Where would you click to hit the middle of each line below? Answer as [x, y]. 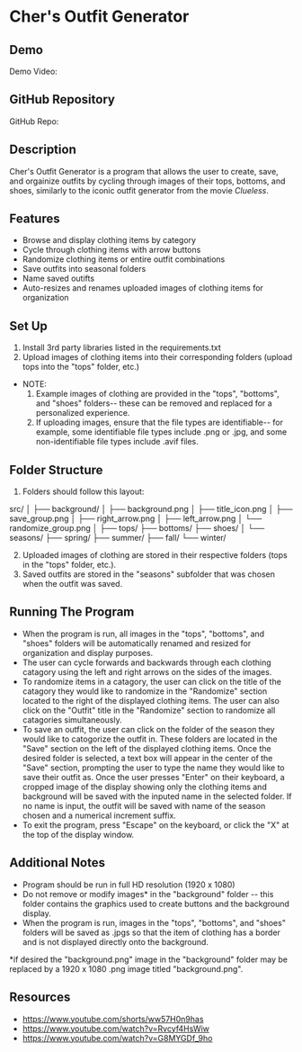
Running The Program [72, 612]
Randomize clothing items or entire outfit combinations [124, 259]
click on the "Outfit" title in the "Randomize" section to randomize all [149, 710]
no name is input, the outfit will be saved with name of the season [144, 805]
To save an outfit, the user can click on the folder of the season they [149, 729]
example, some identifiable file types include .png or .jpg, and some [161, 432]
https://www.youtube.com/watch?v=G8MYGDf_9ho [117, 1038]
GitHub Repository [62, 99]
